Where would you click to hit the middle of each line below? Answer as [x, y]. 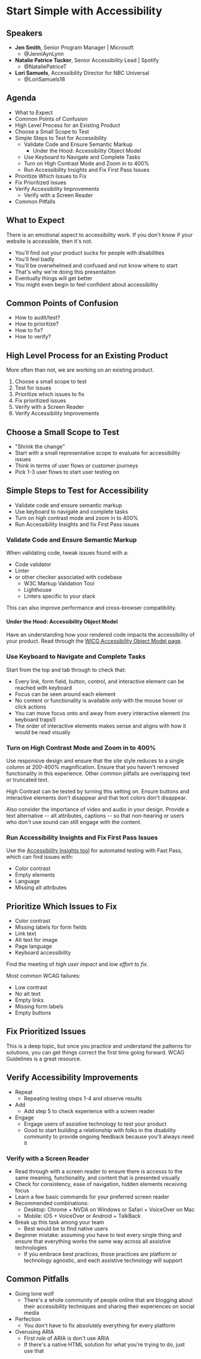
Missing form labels [39, 1007]
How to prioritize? [36, 324]
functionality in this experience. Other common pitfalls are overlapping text [98, 773]
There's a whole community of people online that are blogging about [108, 1300]
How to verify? [33, 337]
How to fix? [29, 330]
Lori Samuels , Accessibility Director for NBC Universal [82, 73]
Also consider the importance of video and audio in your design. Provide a [98, 809]
